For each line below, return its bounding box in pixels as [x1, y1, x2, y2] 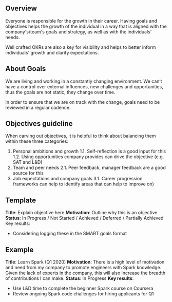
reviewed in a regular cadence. [5, 104, 71, 110]
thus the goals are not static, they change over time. [5, 89, 116, 95]
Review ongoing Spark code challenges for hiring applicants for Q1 [12, 291, 154, 297]
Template [5, 196, 36, 204]
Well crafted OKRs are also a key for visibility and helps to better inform [5, 44, 156, 50]
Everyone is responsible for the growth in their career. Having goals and [5, 17, 158, 24]
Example [5, 245, 34, 254]
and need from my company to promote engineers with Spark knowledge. [5, 265, 162, 271]
